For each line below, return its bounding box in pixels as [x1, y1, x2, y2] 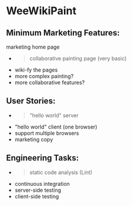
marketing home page [6, 43, 60, 50]
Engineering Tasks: [6, 153, 79, 163]
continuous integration [14, 180, 70, 187]
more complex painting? [14, 73, 74, 79]
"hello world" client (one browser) [14, 123, 98, 130]
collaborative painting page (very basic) [29, 55, 127, 62]
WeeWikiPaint [6, 4, 77, 18]
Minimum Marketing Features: [6, 28, 120, 38]
